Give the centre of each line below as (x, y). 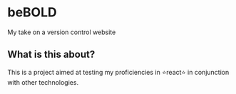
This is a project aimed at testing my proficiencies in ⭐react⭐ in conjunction (118, 72)
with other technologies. (43, 82)
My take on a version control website (62, 32)
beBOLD (32, 12)
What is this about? (51, 54)
